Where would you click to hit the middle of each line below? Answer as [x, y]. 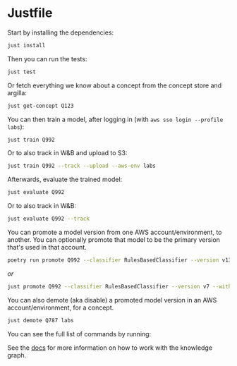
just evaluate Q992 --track [49, 219]
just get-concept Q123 [41, 106]
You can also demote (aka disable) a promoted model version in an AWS [112, 300]
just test [22, 72]
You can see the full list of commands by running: [79, 334]
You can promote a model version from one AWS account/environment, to [115, 232]
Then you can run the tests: [47, 59]
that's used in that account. [47, 248]
